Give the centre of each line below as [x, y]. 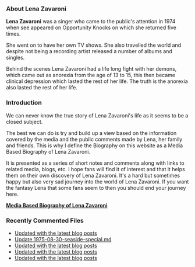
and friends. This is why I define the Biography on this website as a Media [95, 145]
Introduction [24, 103]
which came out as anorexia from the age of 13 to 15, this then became [91, 75]
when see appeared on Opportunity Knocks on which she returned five [91, 27]
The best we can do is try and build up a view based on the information [91, 133]
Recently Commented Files [45, 220]
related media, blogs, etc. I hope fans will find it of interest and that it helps [95, 169]
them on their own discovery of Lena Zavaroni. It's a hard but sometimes [93, 175]
